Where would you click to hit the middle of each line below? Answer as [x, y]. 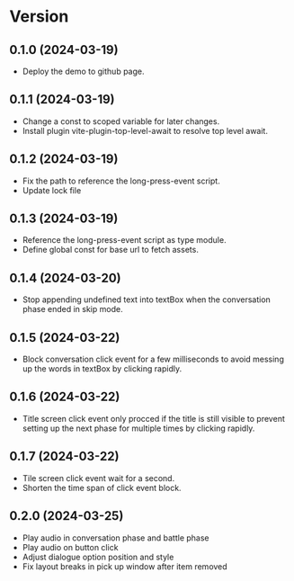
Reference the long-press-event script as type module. [124, 240]
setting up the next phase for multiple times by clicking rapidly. [138, 428]
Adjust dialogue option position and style [98, 557]
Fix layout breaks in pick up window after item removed [125, 566]
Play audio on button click [70, 547]
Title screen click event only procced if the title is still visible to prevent [153, 418]
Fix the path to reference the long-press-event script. [121, 181]
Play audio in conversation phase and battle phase [116, 538]
